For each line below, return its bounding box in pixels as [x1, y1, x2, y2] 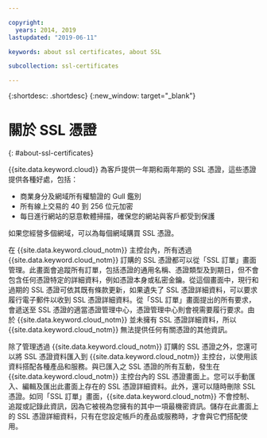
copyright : [8, 18, 44, 26]
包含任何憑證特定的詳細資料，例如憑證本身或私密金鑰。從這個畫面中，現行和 [8, 276, 259, 285]
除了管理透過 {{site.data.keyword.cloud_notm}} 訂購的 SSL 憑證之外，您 [8, 342, 244, 351]
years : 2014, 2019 [15, 25, 77, 34]
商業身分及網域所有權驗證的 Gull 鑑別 [19, 192, 141, 201]
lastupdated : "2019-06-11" [8, 33, 98, 41]
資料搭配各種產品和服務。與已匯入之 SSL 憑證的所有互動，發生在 [8, 362, 220, 371]
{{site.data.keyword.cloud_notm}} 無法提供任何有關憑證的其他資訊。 [8, 325, 232, 334]
